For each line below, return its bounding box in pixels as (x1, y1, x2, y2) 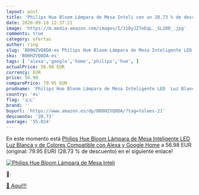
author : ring (6, 42, 38, 48)
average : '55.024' (6, 119, 52, 125)
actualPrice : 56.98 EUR (6, 63, 65, 70)
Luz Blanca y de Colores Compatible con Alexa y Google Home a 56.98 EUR (6, 142, 191, 149)
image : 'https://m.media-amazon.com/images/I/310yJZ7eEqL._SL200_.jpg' (6, 25, 187, 31)
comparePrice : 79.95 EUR (6, 81, 68, 87)
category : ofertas (6, 36, 52, 42)
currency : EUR (6, 69, 41, 75)
